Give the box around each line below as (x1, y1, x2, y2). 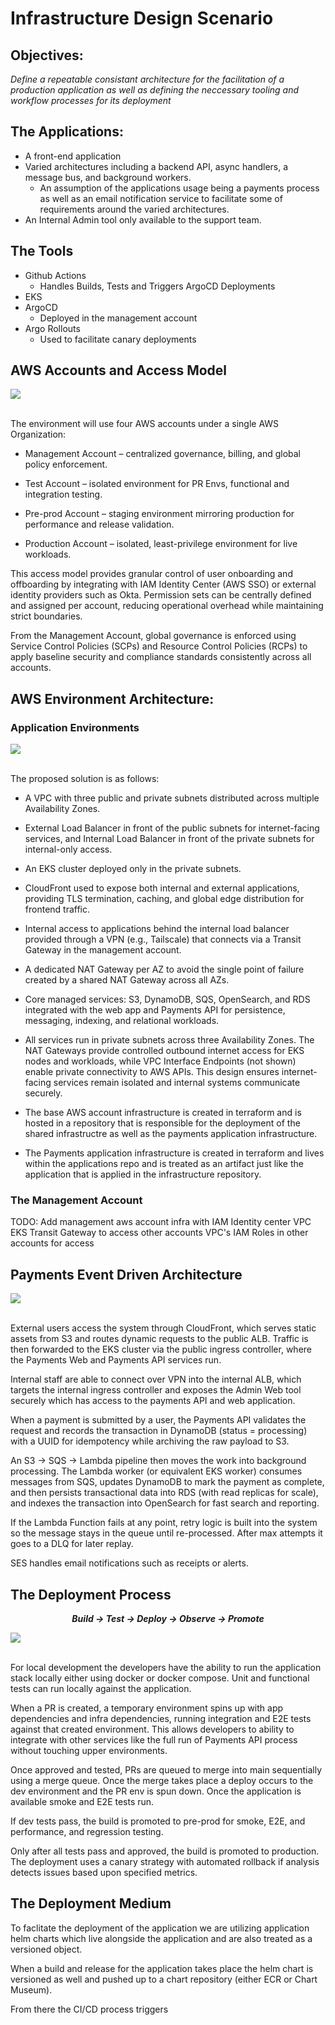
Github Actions (24, 269, 87, 281)
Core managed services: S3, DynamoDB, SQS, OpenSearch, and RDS (24, 993, 311, 1006)
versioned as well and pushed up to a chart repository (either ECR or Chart (10, 1973, 318, 1985)
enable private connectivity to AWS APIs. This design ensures (24, 1066, 280, 1078)
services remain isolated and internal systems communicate (53, 1077, 301, 1089)
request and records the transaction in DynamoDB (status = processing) (10, 1425, 308, 1437)
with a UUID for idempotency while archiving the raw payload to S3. (10, 1435, 290, 1447)
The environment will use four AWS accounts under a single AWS (10, 418, 280, 430)
